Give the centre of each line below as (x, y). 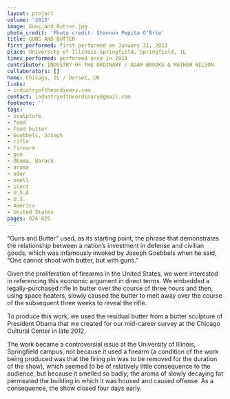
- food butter (28, 129)
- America (21, 206)
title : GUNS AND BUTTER (41, 39)
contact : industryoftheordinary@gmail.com (69, 97)
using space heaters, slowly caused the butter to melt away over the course (115, 295)
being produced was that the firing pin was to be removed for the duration (112, 358)
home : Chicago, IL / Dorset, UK (53, 78)
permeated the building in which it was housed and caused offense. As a (111, 380)
